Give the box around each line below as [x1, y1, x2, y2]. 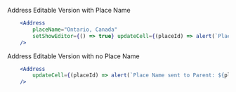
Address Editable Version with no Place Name [7, 52, 140, 60]
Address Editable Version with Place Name [7, 6, 131, 14]
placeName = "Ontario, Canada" [32, 26, 118, 33]
